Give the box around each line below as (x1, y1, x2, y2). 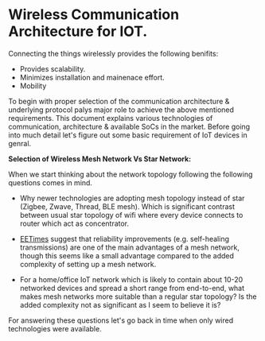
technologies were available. (8, 324, 102, 333)
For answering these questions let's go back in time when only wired (8, 316, 234, 325)
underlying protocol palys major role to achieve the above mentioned (8, 105, 235, 114)
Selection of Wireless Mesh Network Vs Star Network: (8, 153, 192, 164)
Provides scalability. (19, 64, 86, 73)
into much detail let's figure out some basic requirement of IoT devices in (8, 130, 248, 140)
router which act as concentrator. (19, 219, 130, 228)
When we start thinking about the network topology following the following (8, 169, 253, 179)
